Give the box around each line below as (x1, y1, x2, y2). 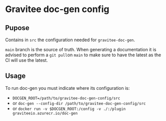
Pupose (5, 24, 30, 32)
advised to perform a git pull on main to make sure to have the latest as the (5, 52, 161, 58)
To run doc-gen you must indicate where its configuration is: (5, 85, 130, 91)
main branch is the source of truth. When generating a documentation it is (5, 47, 156, 52)
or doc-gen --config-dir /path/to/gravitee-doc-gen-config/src (12, 100, 146, 106)
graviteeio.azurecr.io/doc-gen (12, 110, 78, 116)
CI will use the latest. (5, 57, 48, 63)
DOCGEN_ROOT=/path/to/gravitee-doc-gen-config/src (12, 95, 120, 101)
